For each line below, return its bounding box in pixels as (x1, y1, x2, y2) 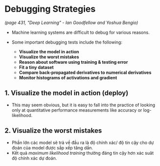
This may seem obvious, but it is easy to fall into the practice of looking (11, 102, 155, 108)
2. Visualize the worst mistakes (4, 126, 102, 135)
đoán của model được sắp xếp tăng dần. (11, 144, 93, 150)
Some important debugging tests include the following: (11, 39, 123, 45)
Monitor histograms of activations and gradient (19, 74, 117, 80)
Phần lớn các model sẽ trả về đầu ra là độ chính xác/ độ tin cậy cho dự (11, 140, 154, 145)
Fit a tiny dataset (19, 64, 54, 70)
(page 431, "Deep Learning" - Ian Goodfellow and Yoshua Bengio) (4, 20, 138, 25)
